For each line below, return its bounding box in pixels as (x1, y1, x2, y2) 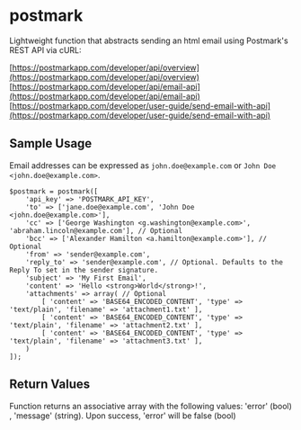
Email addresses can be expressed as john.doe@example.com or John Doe (9, 159, 277, 171)
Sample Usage (9, 136, 93, 151)
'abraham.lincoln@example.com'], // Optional (9, 226, 182, 235)
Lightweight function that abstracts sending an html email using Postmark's (9, 35, 289, 46)
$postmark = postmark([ (9, 186, 99, 196)
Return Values (9, 377, 91, 392)
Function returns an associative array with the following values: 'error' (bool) (9, 400, 292, 411)
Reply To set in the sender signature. (9, 265, 159, 274)
